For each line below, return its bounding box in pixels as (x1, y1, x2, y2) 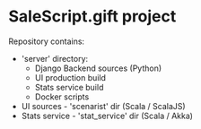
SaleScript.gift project (8, 6, 177, 27)
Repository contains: (8, 36, 85, 47)
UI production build (34, 72, 107, 82)
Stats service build (34, 82, 104, 92)
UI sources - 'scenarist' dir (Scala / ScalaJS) (21, 100, 186, 111)
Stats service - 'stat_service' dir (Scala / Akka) (21, 110, 194, 121)
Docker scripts (34, 91, 90, 102)
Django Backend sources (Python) (34, 63, 162, 73)
